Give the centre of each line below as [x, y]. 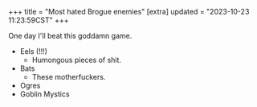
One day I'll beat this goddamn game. [70, 36]
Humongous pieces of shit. [77, 60]
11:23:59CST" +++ [39, 20]
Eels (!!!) [34, 51]
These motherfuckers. [69, 77]
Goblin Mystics [45, 94]
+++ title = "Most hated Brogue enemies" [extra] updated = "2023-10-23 [129, 12]
